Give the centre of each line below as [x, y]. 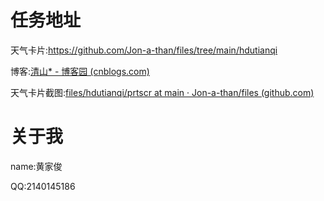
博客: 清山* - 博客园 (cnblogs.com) [80, 71]
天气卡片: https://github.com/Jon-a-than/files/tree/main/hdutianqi [144, 50]
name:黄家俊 [36, 166]
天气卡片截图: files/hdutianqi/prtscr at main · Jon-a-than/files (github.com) [162, 92]
